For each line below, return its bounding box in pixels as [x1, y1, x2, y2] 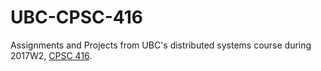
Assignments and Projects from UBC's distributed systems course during [10, 39, 312, 51]
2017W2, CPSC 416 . [10, 49, 93, 61]
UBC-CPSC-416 [10, 6, 143, 29]
